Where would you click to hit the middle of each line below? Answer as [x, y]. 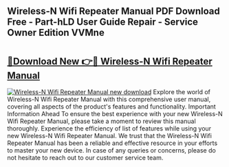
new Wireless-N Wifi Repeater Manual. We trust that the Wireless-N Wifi [109, 136]
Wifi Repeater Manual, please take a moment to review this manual [101, 121]
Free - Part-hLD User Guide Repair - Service [102, 22]
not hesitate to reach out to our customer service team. [85, 158]
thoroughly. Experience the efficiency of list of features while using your [109, 129]
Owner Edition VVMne [56, 33]
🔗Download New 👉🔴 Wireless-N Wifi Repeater [110, 61]
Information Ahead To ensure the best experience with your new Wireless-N [115, 114]
